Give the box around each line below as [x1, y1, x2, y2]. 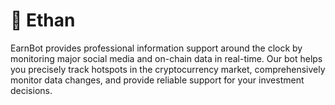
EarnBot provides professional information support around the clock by [10, 42, 303, 54]
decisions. [10, 84, 53, 96]
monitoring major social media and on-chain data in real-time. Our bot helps [10, 52, 323, 64]
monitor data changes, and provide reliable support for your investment [10, 74, 305, 86]
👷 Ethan [10, 9, 76, 32]
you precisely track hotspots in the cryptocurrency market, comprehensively [10, 63, 326, 75]
